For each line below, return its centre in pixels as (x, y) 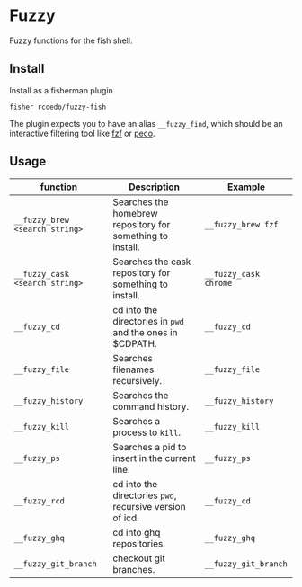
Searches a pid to (149, 447)
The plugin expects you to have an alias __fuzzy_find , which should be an (146, 123)
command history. (151, 406)
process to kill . (147, 432)
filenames (133, 369)
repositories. (139, 543)
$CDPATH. (134, 343)
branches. (133, 569)
